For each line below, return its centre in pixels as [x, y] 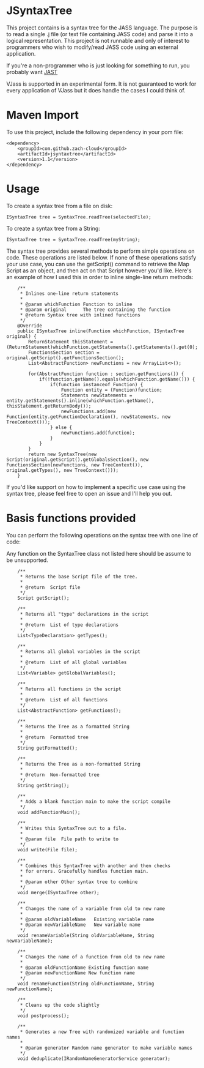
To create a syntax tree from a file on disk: [60, 206]
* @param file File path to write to [69, 839]
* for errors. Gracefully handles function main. [84, 871]
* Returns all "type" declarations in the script [84, 614]
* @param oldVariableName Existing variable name [87, 919]
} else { [61, 427]
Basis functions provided [71, 518]
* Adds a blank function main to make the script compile [95, 801]
